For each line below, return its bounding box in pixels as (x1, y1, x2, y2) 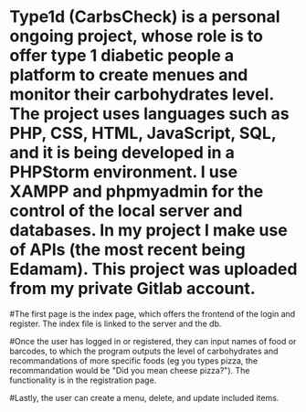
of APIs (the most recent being (9, 239, 246, 260)
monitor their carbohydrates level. (9, 84, 274, 105)
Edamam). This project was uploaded (9, 259, 298, 280)
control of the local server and (9, 201, 243, 221)
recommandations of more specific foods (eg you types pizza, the (9, 354, 259, 366)
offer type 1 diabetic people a (9, 46, 235, 66)
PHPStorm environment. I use (9, 162, 238, 183)
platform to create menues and (9, 65, 248, 86)
